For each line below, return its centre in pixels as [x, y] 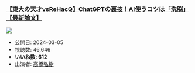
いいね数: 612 [31, 57]
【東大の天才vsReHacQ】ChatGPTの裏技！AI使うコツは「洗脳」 [97, 9]
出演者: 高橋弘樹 [34, 64]
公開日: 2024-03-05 [39, 42]
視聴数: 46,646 [32, 50]
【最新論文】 [24, 17]
